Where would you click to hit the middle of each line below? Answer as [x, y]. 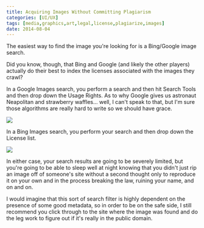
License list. [21, 138]
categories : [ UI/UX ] [33, 18]
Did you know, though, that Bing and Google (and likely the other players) [98, 64]
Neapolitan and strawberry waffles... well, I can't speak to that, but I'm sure [100, 102]
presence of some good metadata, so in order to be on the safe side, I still [99, 206]
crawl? [15, 77]
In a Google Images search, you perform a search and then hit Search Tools [101, 89]
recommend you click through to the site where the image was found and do [102, 212]
